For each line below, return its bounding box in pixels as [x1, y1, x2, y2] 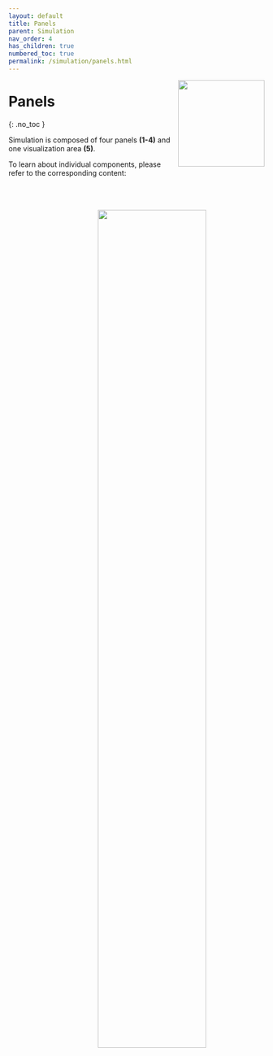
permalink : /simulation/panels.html [8, 58, 132, 66]
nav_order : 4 [8, 34, 53, 43]
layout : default [8, 11, 63, 20]
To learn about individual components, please [8, 159, 161, 169]
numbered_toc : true [8, 50, 75, 58]
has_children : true [8, 42, 75, 50]
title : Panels [8, 20, 57, 28]
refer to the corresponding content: [8, 168, 127, 177]
